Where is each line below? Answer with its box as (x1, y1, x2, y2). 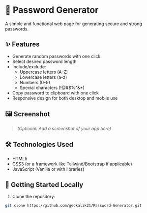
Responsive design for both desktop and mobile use (12, 95, 118, 101)
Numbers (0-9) (19, 79, 51, 85)
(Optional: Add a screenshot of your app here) (17, 125, 112, 131)
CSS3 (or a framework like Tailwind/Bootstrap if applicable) (12, 161, 133, 167)
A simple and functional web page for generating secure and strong (5, 21, 143, 27)
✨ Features (5, 40, 40, 49)
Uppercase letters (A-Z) (19, 69, 68, 75)
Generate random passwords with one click (12, 53, 101, 59)
